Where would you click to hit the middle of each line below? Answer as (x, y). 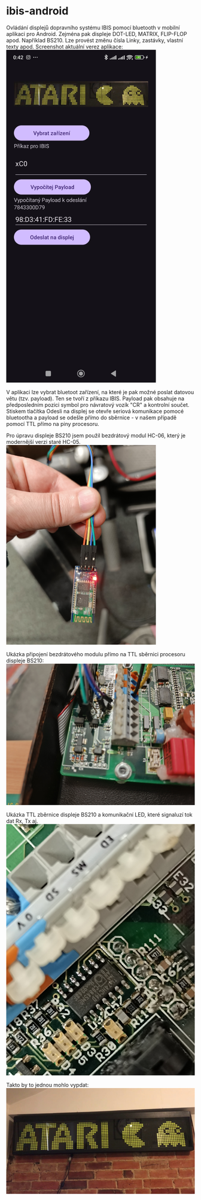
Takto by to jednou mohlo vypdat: (48, 1085)
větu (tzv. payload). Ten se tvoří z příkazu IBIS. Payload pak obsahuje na (95, 398)
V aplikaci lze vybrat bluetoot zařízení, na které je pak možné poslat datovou (100, 392)
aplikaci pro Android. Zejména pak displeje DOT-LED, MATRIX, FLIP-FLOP (97, 33)
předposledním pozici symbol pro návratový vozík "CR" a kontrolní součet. (98, 405)
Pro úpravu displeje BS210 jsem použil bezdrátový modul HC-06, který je (96, 435)
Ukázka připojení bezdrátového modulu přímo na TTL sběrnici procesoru (96, 654)
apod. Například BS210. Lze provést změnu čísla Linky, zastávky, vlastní (95, 40)
